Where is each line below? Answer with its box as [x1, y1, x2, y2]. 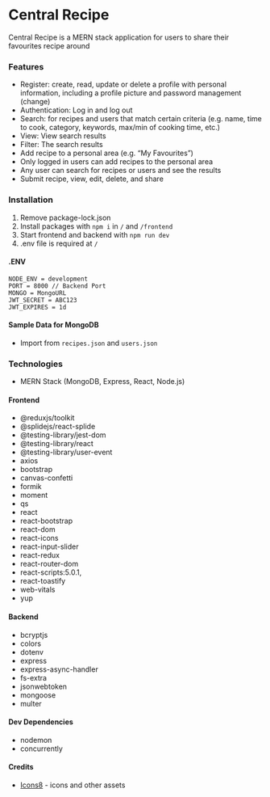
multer [19, 698, 42, 708]
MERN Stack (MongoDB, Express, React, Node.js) [19, 377, 185, 386]
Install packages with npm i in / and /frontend [19, 221, 173, 231]
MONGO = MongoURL [8, 289, 67, 297]
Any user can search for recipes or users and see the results [19, 166, 222, 175]
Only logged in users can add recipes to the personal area [19, 157, 214, 167]
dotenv [19, 647, 44, 656]
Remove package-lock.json [19, 213, 111, 222]
